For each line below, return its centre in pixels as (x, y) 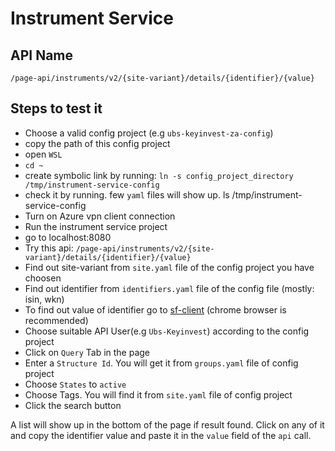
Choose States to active (75, 384)
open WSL (43, 154)
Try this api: (49, 248)
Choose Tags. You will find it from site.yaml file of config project (158, 394)
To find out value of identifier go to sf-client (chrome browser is (155, 309)
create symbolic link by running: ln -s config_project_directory (159, 175)
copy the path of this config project (97, 143)
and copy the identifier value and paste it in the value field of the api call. (161, 435)
